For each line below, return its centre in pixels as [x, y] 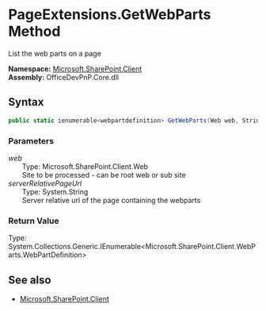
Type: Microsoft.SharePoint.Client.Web [85, 166]
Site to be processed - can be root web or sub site [104, 175]
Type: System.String [55, 191]
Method [34, 31]
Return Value [34, 221]
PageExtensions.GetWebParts [110, 15]
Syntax [26, 102]
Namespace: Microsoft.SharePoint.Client [75, 68]
